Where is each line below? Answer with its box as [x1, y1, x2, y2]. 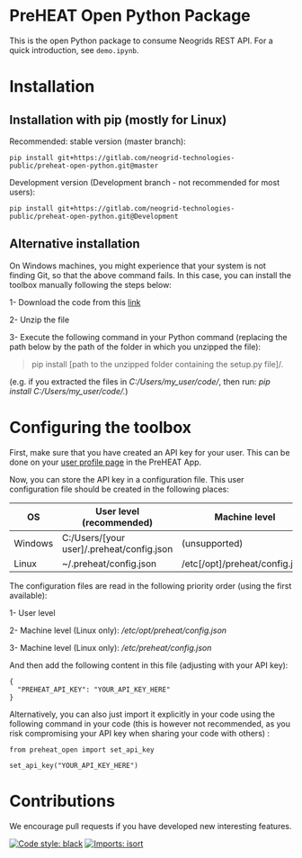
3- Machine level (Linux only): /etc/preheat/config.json [9, 642, 212, 653]
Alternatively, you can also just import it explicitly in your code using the [9, 709, 276, 719]
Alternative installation [9, 236, 141, 252]
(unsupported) [181, 537, 244, 549]
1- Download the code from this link [9, 296, 141, 307]
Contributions [9, 790, 115, 811]
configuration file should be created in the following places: [9, 483, 229, 494]
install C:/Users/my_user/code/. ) [9, 385, 129, 396]
